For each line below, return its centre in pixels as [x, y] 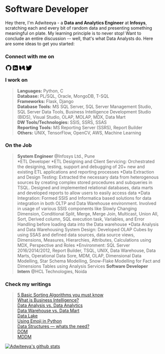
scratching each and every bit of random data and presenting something [79, 28]
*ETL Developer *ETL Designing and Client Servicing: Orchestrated [86, 161]
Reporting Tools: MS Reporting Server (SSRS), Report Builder [80, 127]
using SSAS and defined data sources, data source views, [76, 235]
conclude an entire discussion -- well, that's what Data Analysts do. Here [79, 38]
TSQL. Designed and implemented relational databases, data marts [85, 187]
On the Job [18, 145]
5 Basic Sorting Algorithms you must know [60, 295]
